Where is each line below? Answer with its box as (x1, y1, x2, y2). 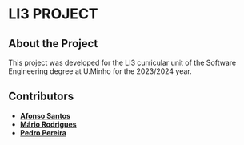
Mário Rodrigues (19, 119, 78, 129)
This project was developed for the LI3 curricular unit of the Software (8, 58, 237, 67)
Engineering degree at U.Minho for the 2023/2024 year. (8, 66, 192, 76)
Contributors (8, 90, 74, 103)
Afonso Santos (19, 111, 70, 120)
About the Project (8, 37, 98, 50)
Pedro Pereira (19, 127, 66, 137)
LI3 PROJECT (8, 5, 98, 23)
